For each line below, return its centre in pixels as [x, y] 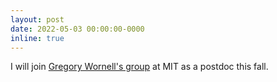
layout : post [37, 19]
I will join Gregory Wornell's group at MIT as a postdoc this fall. [139, 67]
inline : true [37, 38]
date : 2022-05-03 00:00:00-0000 [77, 29]
